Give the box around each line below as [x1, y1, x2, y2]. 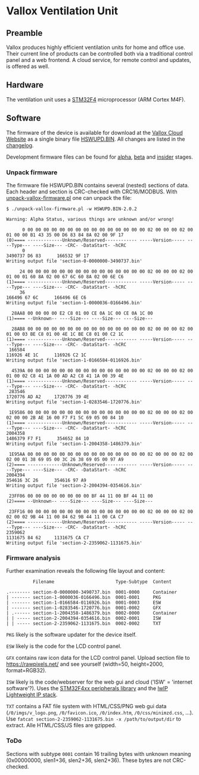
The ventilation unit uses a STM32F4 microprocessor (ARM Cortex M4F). [6, 95, 186, 103]
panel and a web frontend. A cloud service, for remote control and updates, [6, 57, 192, 63]
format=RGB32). [6, 667, 46, 674]
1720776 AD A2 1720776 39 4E [6, 394, 89, 400]
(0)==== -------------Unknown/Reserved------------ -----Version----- [6, 237, 185, 243]
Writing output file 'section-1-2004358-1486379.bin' [6, 440, 143, 447]
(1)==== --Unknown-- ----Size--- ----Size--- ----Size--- [6, 315, 153, 322]
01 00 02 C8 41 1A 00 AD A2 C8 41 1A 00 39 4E [6, 373, 124, 379]
